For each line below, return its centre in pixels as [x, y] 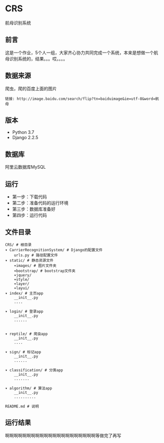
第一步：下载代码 [29, 197]
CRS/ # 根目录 [18, 245]
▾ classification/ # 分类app [34, 370]
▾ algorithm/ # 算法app [29, 388]
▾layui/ [22, 288]
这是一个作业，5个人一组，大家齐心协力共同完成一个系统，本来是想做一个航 [82, 53]
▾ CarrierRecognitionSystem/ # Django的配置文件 [54, 250]
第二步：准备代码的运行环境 [40, 203]
